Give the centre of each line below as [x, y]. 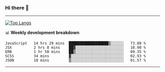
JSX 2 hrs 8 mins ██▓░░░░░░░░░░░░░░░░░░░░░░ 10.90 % [76, 48]
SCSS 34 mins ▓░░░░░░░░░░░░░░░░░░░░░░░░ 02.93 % [76, 56]
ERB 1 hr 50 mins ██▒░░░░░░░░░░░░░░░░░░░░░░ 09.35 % [76, 52]
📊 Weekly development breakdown [42, 33]
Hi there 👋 [17, 8]
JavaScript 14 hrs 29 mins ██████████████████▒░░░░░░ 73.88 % [76, 43]
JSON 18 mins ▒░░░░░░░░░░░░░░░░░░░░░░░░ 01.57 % [76, 60]
